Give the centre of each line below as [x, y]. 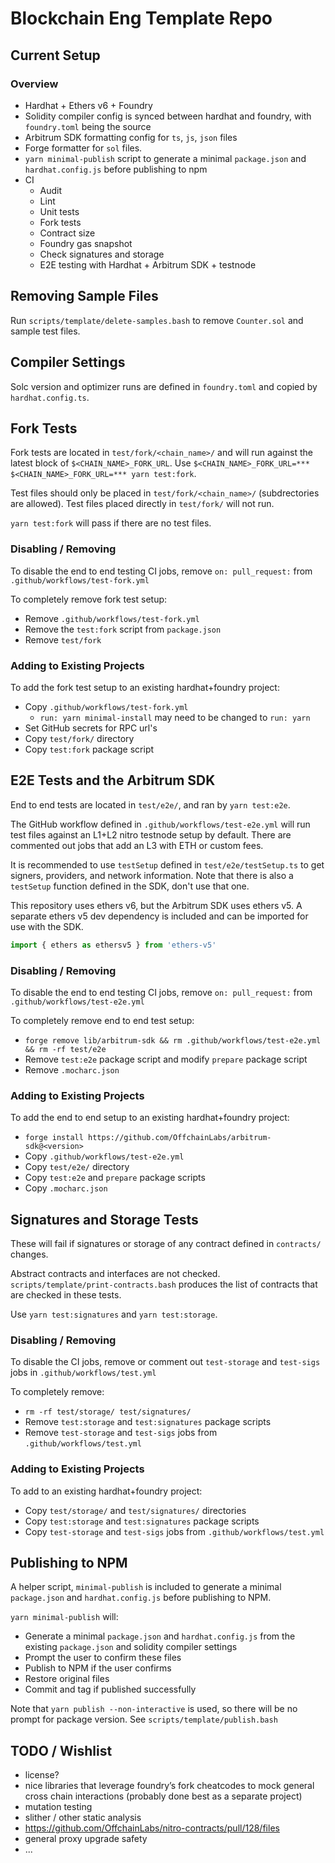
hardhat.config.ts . [50, 397]
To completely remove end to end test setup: [102, 1020]
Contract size [67, 233]
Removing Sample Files [84, 296]
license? [42, 1775]
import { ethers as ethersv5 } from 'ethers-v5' [113, 945]
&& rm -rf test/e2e [65, 1049]
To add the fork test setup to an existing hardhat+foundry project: [145, 687]
